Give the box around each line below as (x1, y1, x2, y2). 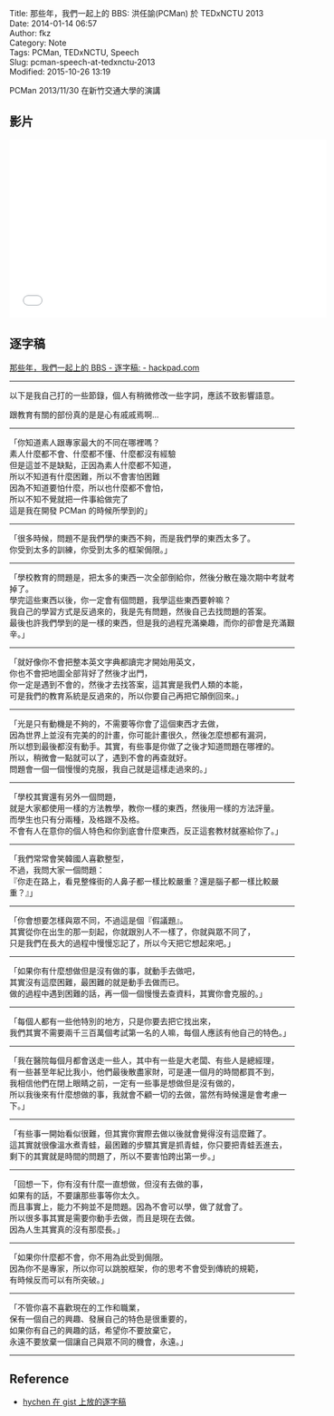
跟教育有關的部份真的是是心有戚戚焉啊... (9, 409, 160, 420)
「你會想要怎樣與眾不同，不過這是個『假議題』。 (9, 914, 188, 925)
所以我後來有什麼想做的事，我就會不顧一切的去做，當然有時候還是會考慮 (9, 1089, 279, 1099)
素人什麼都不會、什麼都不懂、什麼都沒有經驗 (9, 448, 177, 459)
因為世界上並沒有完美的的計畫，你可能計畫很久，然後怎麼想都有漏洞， (9, 729, 272, 740)
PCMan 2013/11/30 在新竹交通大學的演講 (9, 85, 161, 95)
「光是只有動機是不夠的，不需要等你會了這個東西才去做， (9, 718, 224, 728)
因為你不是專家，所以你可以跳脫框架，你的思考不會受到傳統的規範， (9, 1263, 263, 1274)
